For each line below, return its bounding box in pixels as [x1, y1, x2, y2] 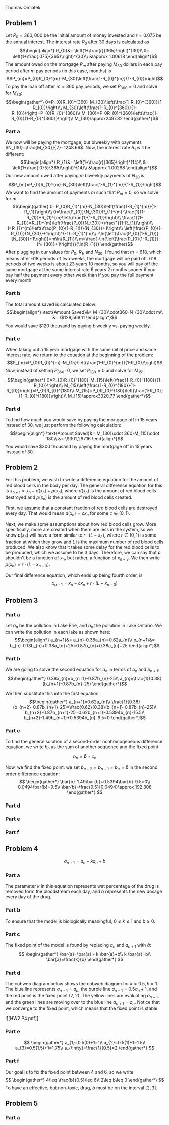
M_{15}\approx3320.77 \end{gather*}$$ [68, 393, 151, 399]
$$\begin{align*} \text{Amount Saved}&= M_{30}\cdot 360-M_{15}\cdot [10, 430, 160, 436]
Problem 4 [5, 844, 39, 853]
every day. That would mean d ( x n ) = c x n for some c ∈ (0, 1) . [5, 510, 130, 518]
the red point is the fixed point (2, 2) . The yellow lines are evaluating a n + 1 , [5, 992, 159, 1000]
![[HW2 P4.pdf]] [5, 1015, 39, 1022]
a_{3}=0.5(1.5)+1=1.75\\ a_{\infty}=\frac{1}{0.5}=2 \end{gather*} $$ [15, 1045, 155, 1051]
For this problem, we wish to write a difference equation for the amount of [5, 476, 159, 483]
